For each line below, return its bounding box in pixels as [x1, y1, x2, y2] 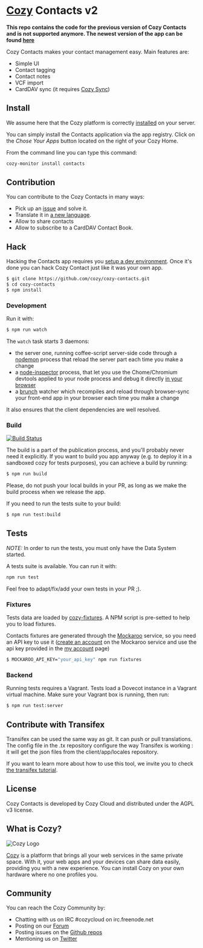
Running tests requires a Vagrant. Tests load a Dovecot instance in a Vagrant [6, 685, 197, 692]
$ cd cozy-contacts [6, 281, 56, 287]
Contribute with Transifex [6, 719, 105, 729]
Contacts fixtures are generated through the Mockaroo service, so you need [6, 632, 196, 639]
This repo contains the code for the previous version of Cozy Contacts [6, 24, 187, 31]
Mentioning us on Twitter [14, 935, 77, 943]
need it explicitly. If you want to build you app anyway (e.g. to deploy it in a [6, 453, 192, 460]
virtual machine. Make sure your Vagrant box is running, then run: [6, 691, 169, 698]
